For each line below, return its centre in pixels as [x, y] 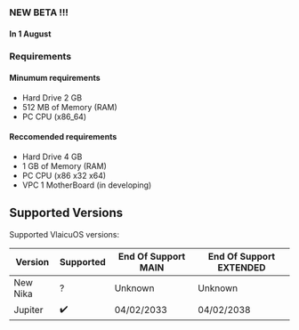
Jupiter [28, 310]
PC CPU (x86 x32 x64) [64, 175]
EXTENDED [242, 267]
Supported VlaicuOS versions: [65, 234]
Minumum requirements [55, 78]
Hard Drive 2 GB [52, 97]
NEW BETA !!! [39, 12]
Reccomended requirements [63, 137]
